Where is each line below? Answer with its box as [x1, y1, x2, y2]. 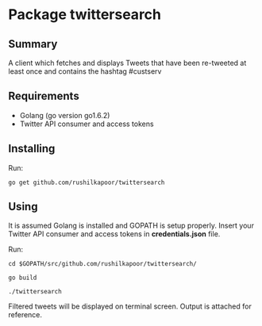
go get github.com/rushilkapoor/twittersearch [8, 178, 165, 186]
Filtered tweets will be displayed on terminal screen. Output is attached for [8, 301, 252, 311]
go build [8, 274, 37, 282]
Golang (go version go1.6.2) [19, 110, 110, 120]
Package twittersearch [8, 6, 161, 24]
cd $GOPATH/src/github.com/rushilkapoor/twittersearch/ [8, 260, 197, 268]
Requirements [8, 90, 79, 103]
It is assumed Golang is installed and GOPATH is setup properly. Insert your [8, 221, 254, 231]
